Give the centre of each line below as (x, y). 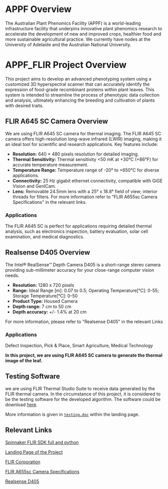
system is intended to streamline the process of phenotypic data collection (82, 95)
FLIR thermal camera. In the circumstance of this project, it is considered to (83, 394)
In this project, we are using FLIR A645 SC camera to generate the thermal (84, 355)
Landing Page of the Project (34, 452)
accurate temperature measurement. (50, 165)
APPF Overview (38, 9)
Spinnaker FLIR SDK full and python (42, 442)
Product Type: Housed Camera (45, 301)
